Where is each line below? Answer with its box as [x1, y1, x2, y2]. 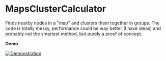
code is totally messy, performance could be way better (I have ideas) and [5, 25, 161, 31]
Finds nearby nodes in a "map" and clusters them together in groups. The [5, 20, 160, 26]
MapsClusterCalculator [5, 3, 106, 15]
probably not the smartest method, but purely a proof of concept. [5, 30, 143, 37]
